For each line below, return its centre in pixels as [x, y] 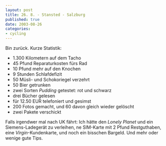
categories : [18, 29]
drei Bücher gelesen [34, 96]
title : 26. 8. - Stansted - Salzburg [45, 15]
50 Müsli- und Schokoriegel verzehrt [51, 80]
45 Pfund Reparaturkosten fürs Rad [50, 63]
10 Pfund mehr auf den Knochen [47, 69]
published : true [22, 19]
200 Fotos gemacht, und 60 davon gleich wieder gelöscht [73, 107]
